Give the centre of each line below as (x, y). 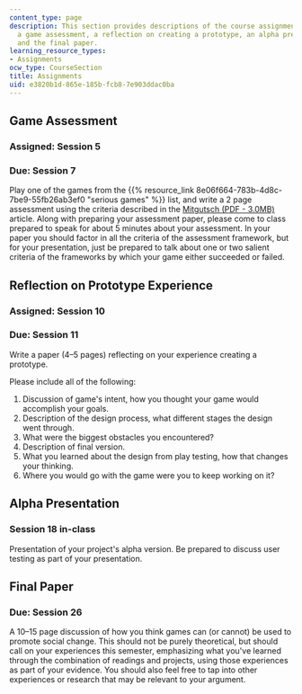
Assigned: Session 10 (58, 311)
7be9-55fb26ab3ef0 (47, 200)
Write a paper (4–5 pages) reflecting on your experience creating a (133, 354)
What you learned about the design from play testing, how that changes (155, 456)
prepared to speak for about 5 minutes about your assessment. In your (140, 228)
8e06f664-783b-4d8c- (240, 191)
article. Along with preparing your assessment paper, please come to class (147, 219)
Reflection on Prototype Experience (111, 285)
